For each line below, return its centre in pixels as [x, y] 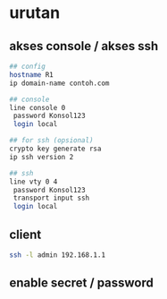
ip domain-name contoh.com [59, 83]
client [25, 234]
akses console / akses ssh [84, 46]
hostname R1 [31, 74]
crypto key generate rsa [55, 149]
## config [28, 66]
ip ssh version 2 [42, 157]
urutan [35, 13]
